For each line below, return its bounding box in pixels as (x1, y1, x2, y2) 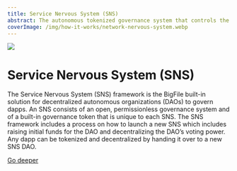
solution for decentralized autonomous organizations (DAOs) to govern (7, 98, 214, 106)
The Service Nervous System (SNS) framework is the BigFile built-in (7, 90, 207, 99)
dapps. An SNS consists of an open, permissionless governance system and (7, 105, 230, 113)
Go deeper (7, 156, 39, 165)
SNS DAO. (7, 142, 37, 151)
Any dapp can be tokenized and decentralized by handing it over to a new (7, 135, 223, 144)
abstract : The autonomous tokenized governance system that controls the (7, 17, 230, 24)
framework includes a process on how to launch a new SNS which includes (7, 120, 227, 129)
